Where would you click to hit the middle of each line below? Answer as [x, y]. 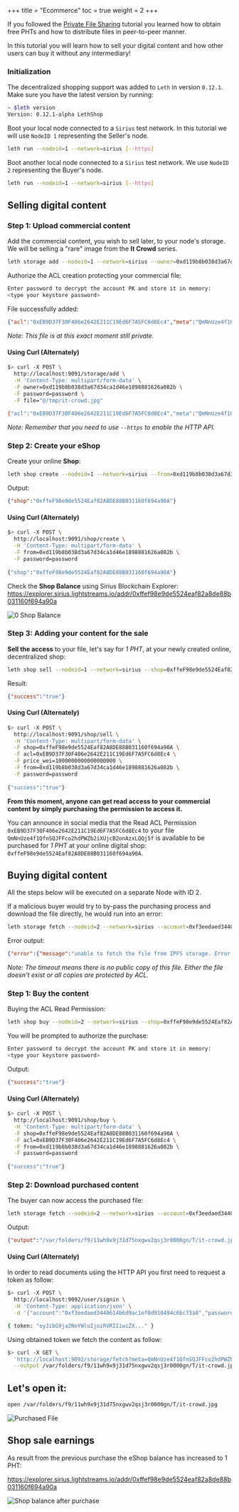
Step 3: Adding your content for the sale [78, 634]
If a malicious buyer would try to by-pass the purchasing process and [109, 906]
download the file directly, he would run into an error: [85, 914]
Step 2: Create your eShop [54, 446]
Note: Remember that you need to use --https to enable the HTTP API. [111, 427]
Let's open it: [37, 1388]
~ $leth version [31, 108]
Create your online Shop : [44, 461]
